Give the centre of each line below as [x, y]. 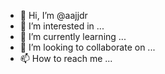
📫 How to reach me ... [66, 58]
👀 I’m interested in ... [62, 26]
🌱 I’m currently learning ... [73, 36]
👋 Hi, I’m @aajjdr [53, 15]
